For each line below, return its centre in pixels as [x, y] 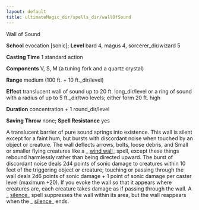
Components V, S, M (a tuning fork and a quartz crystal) [75, 68]
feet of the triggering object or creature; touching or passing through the [95, 170]
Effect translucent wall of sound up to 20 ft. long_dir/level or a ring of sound [99, 91]
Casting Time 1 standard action [45, 57]
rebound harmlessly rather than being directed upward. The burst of [90, 157]
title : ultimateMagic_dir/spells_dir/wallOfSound [69, 17]
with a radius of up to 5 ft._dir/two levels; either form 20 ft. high [83, 98]
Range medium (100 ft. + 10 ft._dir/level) [55, 80]
